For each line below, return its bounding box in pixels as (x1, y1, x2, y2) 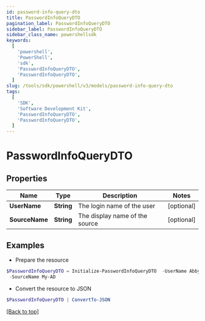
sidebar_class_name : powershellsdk (6, 32, 97, 38)
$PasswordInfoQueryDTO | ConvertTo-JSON (6, 297, 111, 303)
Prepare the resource (15, 256, 69, 264)
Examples (6, 240, 45, 251)
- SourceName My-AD (9, 273, 56, 280)
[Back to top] (6, 308, 39, 315)
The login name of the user (78, 202, 156, 210)
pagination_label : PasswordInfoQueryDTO (6, 20, 111, 26)
